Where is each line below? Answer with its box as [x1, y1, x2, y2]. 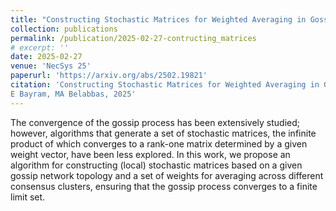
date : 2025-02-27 [10, 52, 83, 62]
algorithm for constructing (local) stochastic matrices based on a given [10, 159, 303, 171]
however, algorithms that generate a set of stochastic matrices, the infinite [10, 127, 317, 139]
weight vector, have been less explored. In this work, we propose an [10, 148, 291, 160]
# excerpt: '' [10, 42, 70, 53]
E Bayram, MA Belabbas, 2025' [10, 89, 137, 99]
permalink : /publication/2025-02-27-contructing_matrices [10, 33, 257, 43]
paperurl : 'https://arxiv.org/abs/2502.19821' [10, 71, 208, 81]
